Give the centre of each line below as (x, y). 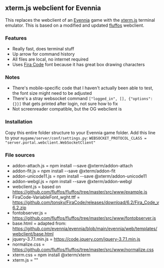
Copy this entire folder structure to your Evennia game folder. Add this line (81, 132)
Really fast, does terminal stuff (43, 49)
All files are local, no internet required (50, 59)
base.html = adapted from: (39, 223)
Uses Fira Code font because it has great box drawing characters (79, 65)
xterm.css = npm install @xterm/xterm (51, 255)
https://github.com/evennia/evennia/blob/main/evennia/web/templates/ (85, 229)
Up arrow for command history (43, 54)
